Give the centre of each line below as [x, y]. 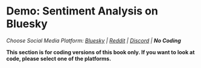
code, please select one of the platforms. [59, 58]
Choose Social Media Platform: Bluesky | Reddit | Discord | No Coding [94, 40]
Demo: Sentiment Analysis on [82, 11]
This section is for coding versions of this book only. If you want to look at [101, 52]
